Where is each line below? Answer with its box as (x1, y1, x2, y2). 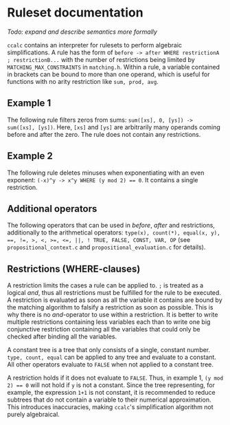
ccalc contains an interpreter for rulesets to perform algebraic (7, 41, 183, 49)
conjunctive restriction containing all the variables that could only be (7, 325, 200, 334)
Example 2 (7, 150, 53, 162)
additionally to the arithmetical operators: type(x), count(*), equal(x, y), (7, 228, 221, 237)
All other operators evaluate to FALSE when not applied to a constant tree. (7, 360, 214, 369)
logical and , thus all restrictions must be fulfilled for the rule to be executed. (7, 289, 222, 297)
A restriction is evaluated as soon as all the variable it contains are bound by (7, 296, 222, 304)
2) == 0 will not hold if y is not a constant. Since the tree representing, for (7, 381, 215, 389)
